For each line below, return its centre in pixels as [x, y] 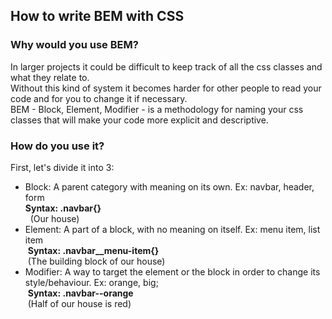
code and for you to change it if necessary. [99, 98]
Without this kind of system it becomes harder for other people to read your [166, 88]
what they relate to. [50, 77]
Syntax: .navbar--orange [80, 293]
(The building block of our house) [96, 261]
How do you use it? [57, 146]
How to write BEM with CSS [97, 16]
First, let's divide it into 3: [62, 167]
